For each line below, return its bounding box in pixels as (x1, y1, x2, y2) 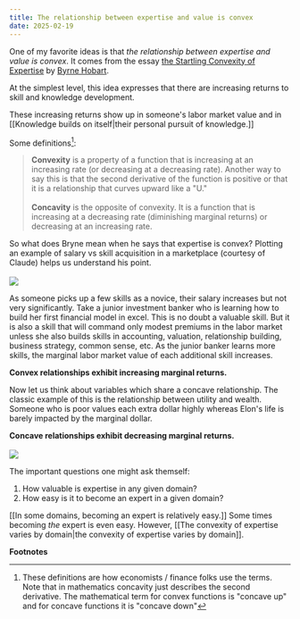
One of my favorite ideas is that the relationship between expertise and (9, 46, 271, 56)
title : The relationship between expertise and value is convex (9, 13, 254, 22)
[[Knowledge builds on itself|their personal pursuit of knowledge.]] (9, 118, 254, 130)
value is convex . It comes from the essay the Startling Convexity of (9, 55, 256, 66)
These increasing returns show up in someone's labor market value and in (9, 109, 282, 120)
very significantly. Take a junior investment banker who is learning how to (9, 303, 279, 314)
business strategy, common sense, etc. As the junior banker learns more (9, 340, 276, 351)
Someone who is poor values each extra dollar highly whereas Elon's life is (9, 404, 284, 414)
